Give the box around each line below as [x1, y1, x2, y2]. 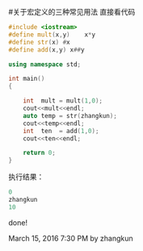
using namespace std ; [8, 60, 82, 69]
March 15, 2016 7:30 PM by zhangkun [8, 233, 133, 243]
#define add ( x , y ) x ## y [8, 45, 85, 54]
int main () [8, 75, 45, 83]
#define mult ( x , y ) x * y [8, 31, 95, 39]
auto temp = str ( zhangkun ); [23, 111, 117, 119]
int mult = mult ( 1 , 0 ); [23, 97, 103, 105]
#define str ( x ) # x [8, 38, 70, 46]
